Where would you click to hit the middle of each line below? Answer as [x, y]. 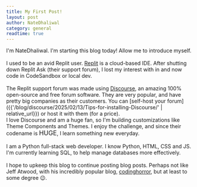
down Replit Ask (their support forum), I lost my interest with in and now [94, 69]
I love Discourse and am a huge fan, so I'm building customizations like [93, 120]
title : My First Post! [34, 12]
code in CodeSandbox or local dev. [49, 76]
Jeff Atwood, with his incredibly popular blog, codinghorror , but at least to [97, 172]
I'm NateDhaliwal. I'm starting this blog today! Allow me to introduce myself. [99, 50]
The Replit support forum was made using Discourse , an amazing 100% [94, 88]
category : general [29, 28]
